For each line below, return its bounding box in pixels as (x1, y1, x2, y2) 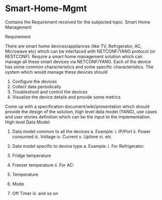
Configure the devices (12, 79, 57, 84)
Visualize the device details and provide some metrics (12, 94, 121, 100)
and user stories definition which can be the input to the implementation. (5, 114, 151, 120)
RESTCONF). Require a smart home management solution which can (5, 53, 143, 59)
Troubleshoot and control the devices (12, 89, 88, 95)
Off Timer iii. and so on (12, 190, 59, 196)
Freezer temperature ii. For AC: (12, 162, 74, 168)
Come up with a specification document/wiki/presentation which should (5, 103, 150, 109)
